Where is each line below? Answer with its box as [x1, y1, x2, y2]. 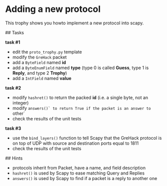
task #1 [5, 39, 20, 45]
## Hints [5, 155, 23, 161]
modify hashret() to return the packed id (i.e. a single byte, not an [12, 94, 149, 100]
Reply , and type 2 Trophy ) [12, 70, 67, 76]
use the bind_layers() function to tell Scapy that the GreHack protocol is [12, 135, 162, 141]
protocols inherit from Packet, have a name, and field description [12, 165, 146, 171]
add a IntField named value [12, 75, 72, 81]
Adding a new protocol [5, 3, 101, 15]
